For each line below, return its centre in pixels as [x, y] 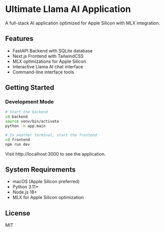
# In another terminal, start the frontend [51, 135]
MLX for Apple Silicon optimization [48, 198]
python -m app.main [25, 126]
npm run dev [17, 144]
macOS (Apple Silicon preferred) [46, 182]
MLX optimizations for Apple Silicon [49, 61]
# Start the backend [27, 112]
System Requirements [40, 169]
